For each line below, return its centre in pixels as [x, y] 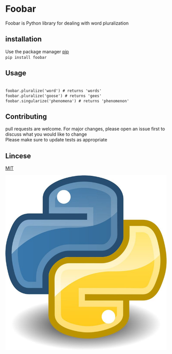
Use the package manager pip [37, 51]
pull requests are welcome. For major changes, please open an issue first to [85, 129]
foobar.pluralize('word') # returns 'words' [53, 91]
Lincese [18, 156]
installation [24, 39]
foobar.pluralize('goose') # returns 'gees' [53, 96]
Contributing [26, 117]
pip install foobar [26, 57]
